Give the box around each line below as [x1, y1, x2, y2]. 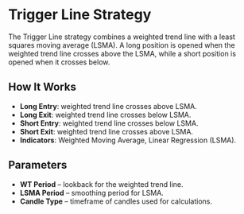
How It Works [8, 80, 77, 94]
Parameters [8, 158, 68, 172]
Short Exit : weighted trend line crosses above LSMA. [19, 126, 193, 136]
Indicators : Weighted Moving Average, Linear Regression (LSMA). [19, 135, 237, 145]
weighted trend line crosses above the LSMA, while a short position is [8, 49, 237, 58]
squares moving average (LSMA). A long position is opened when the [8, 40, 236, 49]
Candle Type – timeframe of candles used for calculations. [19, 196, 213, 206]
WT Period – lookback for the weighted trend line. [19, 179, 184, 189]
